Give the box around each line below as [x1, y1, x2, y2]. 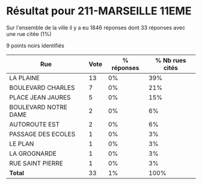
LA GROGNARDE [9, 149, 57, 157]
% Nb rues [155, 56, 186, 64]
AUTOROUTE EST [9, 120, 60, 128]
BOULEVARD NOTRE [9, 103, 68, 111]
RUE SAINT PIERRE [9, 159, 63, 167]
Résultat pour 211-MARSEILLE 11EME [6, 4, 192, 18]
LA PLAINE [9, 74, 40, 82]
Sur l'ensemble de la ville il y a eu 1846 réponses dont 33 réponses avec [6, 24, 185, 31]
